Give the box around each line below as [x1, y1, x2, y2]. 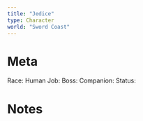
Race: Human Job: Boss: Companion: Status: [7, 76, 136, 85]
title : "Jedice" [7, 10, 54, 17]
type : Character [7, 17, 54, 24]
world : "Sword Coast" [7, 23, 70, 30]
